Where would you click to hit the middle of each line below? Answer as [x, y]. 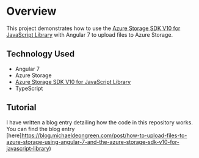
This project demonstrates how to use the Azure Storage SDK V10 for [93, 28]
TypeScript [29, 88]
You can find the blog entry [41, 129]
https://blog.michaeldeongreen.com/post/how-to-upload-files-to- [104, 135]
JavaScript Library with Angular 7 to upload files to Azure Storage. [89, 34]
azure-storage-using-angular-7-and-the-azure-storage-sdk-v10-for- [93, 141]
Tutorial [21, 107]
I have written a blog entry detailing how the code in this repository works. [100, 122]
